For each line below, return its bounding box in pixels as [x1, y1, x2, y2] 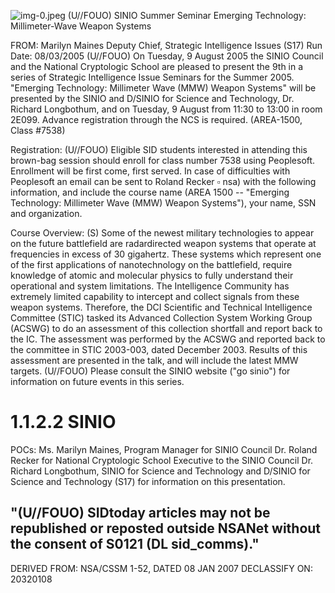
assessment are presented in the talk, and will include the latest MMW [10, 355, 299, 366]
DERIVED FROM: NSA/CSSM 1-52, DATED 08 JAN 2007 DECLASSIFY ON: [10, 562, 313, 574]
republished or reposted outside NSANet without [10, 520, 322, 537]
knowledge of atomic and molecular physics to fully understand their [10, 270, 294, 281]
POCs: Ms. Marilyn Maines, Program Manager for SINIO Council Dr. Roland [10, 443, 318, 455]
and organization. [10, 208, 83, 219]
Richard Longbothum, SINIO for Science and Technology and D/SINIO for [10, 465, 311, 477]
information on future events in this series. [10, 376, 185, 387]
